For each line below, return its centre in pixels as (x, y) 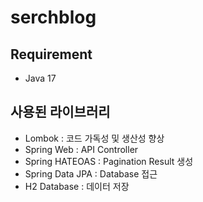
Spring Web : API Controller (81, 149)
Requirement (51, 54)
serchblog (53, 17)
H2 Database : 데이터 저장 (77, 186)
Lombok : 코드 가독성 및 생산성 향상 (94, 138)
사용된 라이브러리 (60, 112)
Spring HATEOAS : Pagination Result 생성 (109, 161)
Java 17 (40, 78)
